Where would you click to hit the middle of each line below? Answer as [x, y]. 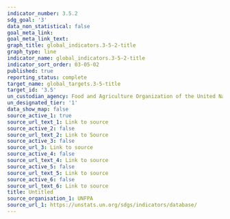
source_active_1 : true [39, 115]
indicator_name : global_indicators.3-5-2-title [76, 58]
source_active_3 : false [41, 141]
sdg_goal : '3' [27, 20]
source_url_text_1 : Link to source [58, 122]
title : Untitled [30, 192]
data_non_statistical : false [49, 26]
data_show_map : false [38, 109]
